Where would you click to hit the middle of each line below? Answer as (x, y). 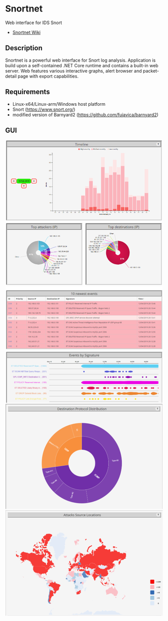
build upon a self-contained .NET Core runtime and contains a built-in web (82, 65)
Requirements (27, 92)
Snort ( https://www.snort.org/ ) (44, 109)
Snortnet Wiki (26, 32)
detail (11, 76)
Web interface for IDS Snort (34, 23)
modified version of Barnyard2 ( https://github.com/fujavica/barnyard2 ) (85, 115)
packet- (151, 71)
